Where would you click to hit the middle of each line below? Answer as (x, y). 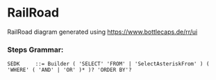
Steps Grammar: (35, 50)
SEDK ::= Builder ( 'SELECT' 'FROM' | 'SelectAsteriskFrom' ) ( (108, 64)
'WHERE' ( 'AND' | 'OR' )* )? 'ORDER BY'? (69, 70)
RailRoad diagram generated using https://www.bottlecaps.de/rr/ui (102, 32)
